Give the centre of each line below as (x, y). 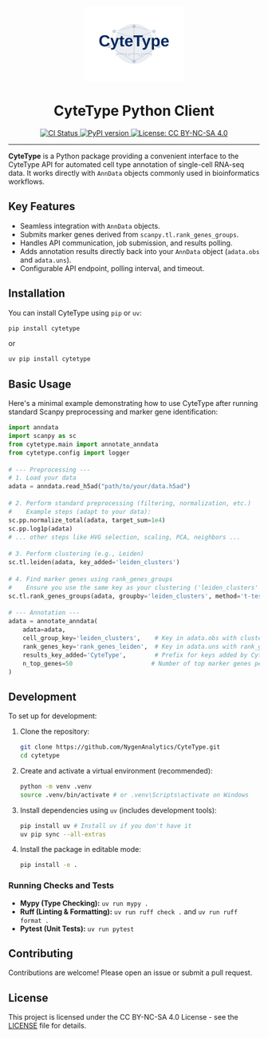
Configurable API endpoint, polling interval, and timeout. (112, 268)
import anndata (33, 428)
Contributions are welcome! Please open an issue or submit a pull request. (130, 972)
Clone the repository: (55, 732)
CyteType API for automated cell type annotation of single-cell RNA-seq (126, 164)
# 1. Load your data (43, 478)
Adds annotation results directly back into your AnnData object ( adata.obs (140, 251)
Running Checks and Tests (61, 885)
